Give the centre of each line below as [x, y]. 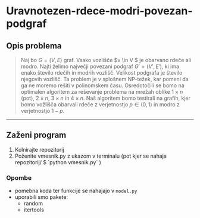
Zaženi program [36, 135]
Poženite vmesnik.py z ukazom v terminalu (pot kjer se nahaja [90, 156]
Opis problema [34, 46]
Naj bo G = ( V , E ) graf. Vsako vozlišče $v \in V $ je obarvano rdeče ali [106, 60]
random [33, 204]
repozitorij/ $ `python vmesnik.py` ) [58, 162]
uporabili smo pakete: [41, 197]
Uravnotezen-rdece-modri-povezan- [99, 11]
